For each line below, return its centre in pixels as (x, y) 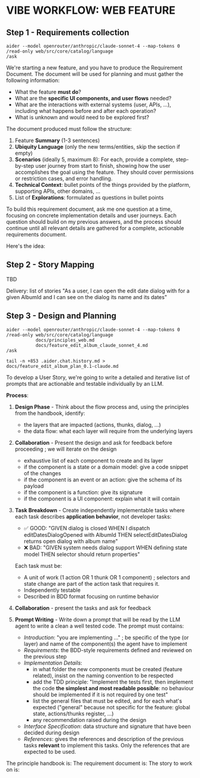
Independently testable (52, 590)
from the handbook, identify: (50, 413)
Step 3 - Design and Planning (61, 316)
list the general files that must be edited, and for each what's (107, 701)
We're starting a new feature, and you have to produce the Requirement (94, 67)
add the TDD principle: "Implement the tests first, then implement (113, 682)
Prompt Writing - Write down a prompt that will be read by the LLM (98, 619)
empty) (24, 153)
